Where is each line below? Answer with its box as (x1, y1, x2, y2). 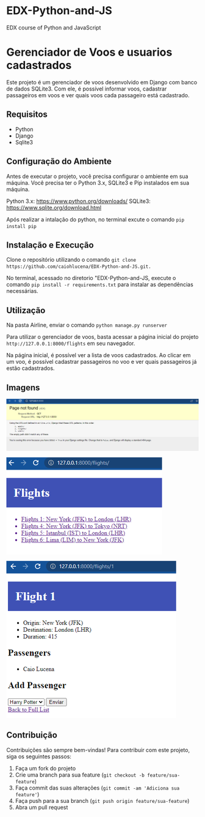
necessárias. (6, 287, 38, 295)
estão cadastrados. (6, 364, 55, 372)
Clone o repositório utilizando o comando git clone (6, 256, 136, 264)
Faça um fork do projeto (15, 764, 76, 772)
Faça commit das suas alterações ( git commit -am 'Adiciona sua (15, 784, 180, 791)
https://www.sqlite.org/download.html (6, 204, 102, 211)
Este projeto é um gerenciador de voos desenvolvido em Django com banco (6, 78, 197, 86)
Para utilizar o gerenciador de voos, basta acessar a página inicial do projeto (6, 333, 199, 341)
